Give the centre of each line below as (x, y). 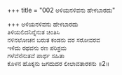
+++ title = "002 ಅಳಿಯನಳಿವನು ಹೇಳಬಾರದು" (61, 10)
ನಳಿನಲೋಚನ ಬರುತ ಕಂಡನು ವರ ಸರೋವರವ (54, 40)
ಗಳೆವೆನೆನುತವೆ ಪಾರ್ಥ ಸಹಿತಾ (36, 56)
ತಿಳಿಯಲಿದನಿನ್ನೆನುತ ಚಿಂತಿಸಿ (34, 32)
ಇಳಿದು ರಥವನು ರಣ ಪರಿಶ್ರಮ (37, 48)
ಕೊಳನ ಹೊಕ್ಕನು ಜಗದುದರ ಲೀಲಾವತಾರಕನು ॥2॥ (59, 63)
